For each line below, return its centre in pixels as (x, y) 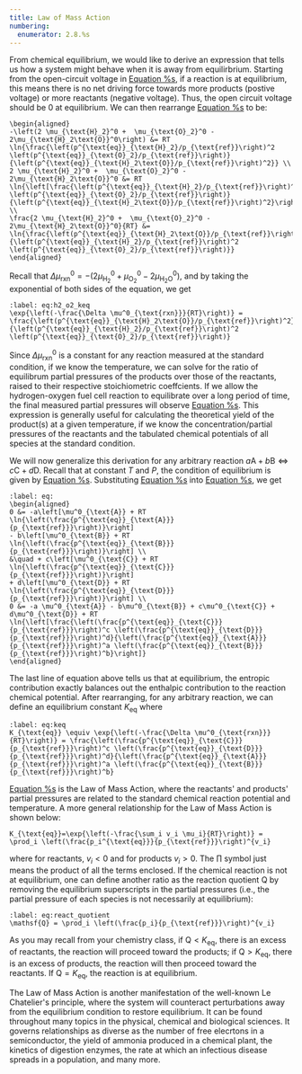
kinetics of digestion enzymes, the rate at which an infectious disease (138, 1050)
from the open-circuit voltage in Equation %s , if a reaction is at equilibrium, (148, 79)
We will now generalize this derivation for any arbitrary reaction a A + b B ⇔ (149, 460)
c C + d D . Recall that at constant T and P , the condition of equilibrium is (140, 470)
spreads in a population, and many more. (85, 1059)
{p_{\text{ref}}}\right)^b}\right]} (78, 653)
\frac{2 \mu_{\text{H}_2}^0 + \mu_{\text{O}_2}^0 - (110, 218)
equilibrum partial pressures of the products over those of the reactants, (143, 376)
